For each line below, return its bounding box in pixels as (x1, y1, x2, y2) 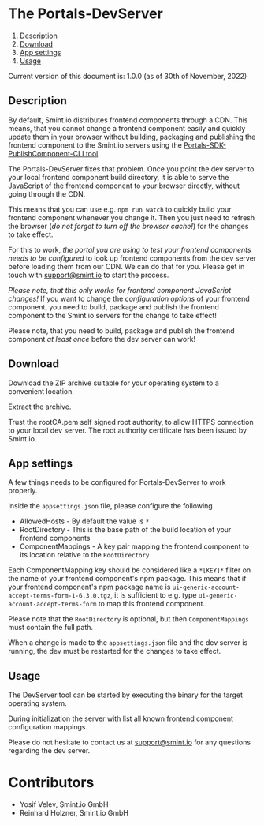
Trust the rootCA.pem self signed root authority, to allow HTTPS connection (8, 417, 254, 426)
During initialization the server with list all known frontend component (8, 714, 234, 723)
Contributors (8, 774, 95, 792)
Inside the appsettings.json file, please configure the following (8, 501, 213, 511)
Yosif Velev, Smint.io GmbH (19, 800, 109, 809)
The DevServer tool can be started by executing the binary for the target (8, 690, 243, 699)
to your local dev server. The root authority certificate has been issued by (8, 426, 247, 435)
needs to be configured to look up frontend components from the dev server (8, 253, 257, 263)
